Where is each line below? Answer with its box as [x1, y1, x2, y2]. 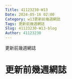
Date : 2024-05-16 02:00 [5, 12, 55, 17]
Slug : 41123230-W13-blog [5, 26, 57, 31]
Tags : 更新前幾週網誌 [5, 21, 45, 26]
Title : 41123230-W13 [5, 7, 48, 12]
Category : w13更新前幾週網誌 [5, 16, 61, 21]
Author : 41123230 [5, 30, 41, 35]
